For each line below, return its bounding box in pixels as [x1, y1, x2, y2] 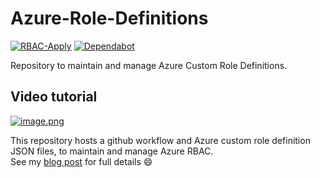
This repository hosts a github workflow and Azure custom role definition [10, 134, 311, 146]
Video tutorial [10, 88, 98, 106]
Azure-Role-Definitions [10, 7, 209, 30]
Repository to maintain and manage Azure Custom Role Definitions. [10, 59, 288, 71]
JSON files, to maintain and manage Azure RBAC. [10, 145, 214, 157]
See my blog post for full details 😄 [10, 155, 153, 167]
